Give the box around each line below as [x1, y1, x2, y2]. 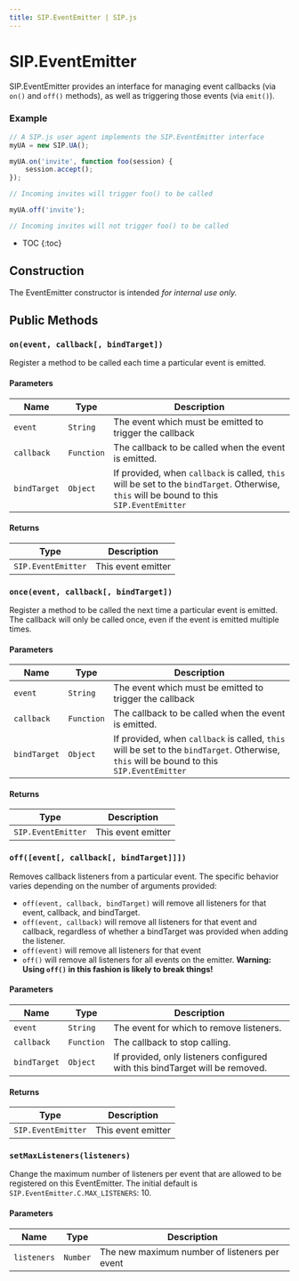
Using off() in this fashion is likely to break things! [21, 963, 214, 974]
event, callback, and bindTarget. [21, 906, 141, 917]
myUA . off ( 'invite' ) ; [9, 205, 86, 214]
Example [9, 112, 48, 125]
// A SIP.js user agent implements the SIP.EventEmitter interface [9, 133, 265, 141]
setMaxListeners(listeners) [9, 1151, 131, 1161]
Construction [9, 263, 85, 278]
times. [9, 624, 32, 634]
